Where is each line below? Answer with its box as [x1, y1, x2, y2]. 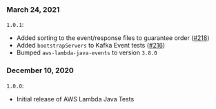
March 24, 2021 [6, 5, 60, 14]
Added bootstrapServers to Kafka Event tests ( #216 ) [16, 41, 166, 50]
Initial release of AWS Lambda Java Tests [16, 95, 135, 103]
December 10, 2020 [6, 66, 74, 75]
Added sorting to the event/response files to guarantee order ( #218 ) [16, 34, 210, 42]
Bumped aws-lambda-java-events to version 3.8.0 [16, 48, 158, 57]
